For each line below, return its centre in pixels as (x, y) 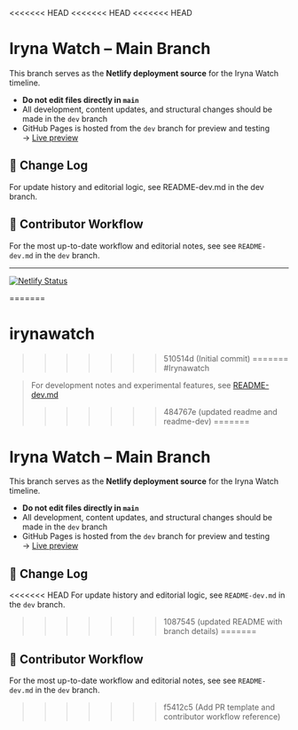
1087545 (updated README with (223, 622)
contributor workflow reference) (222, 717)
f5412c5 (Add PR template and (219, 707)
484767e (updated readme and (220, 411)
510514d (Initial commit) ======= (226, 358)
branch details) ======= (210, 631)
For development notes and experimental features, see (131, 385)
